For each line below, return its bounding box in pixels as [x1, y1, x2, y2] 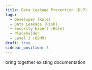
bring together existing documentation [5, 59, 86, 65]
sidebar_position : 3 [5, 45, 49, 50]
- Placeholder [10, 31, 40, 36]
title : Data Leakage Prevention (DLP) [5, 7, 87, 13]
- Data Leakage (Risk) [10, 21, 58, 27]
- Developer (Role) [10, 17, 51, 22]
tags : [5, 12, 17, 17]
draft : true [5, 41, 30, 46]
